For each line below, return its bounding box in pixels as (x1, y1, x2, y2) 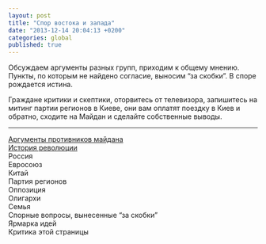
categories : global (8, 33, 73, 42)
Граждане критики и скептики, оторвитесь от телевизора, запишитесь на (8, 95, 257, 105)
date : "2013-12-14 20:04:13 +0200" (8, 26, 126, 34)
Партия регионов (8, 177, 67, 186)
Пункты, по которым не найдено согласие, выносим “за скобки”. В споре (8, 71, 257, 81)
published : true (8, 41, 62, 49)
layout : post (8, 11, 51, 20)
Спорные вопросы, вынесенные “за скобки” (8, 211, 158, 220)
